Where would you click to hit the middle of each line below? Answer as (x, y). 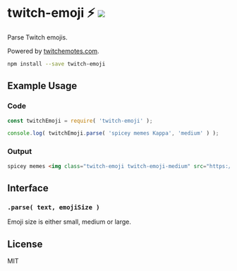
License (25, 244)
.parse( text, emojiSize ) (54, 207)
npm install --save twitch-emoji (56, 64)
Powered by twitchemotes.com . (54, 51)
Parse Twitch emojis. (38, 37)
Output (20, 152)
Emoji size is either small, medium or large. (69, 222)
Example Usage (42, 86)
